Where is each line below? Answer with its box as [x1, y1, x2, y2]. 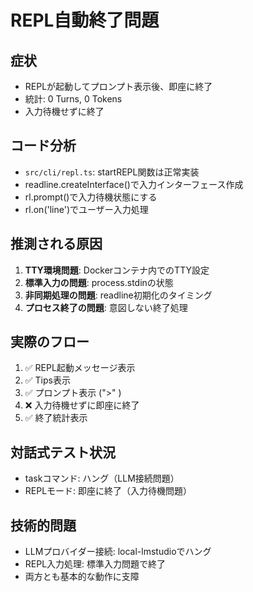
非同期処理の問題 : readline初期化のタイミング [24, 289, 213, 301]
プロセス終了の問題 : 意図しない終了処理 [24, 301, 188, 313]
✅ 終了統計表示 [24, 412, 88, 424]
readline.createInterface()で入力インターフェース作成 [24, 178, 244, 190]
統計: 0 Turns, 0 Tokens [24, 93, 123, 105]
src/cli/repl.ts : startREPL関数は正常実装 [24, 166, 200, 178]
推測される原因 [10, 236, 103, 253]
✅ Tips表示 [24, 374, 71, 386]
